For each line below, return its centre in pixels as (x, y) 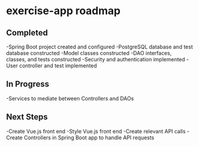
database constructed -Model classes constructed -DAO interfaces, (89, 53)
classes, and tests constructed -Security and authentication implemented (96, 59)
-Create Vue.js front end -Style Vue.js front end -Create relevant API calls (96, 131)
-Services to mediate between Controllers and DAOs (70, 98)
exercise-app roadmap (63, 11)
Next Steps (27, 117)
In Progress (28, 84)
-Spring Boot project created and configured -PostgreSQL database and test (99, 47)
